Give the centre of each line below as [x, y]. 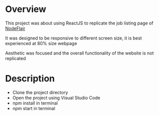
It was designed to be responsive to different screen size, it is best [73, 38]
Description [30, 79]
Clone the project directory [40, 92]
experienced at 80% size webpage [41, 43]
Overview [26, 9]
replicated [15, 58]
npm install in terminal [35, 103]
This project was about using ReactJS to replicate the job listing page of [79, 23]
